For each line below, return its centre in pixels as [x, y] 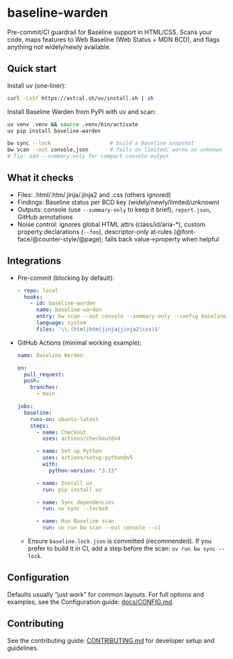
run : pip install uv [72, 490]
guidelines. [23, 648]
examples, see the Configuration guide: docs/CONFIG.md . [90, 602]
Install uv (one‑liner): [37, 86]
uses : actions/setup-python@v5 [88, 458]
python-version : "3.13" [83, 470]
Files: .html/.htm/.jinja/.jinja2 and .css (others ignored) [94, 194]
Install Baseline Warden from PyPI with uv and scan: [82, 111]
